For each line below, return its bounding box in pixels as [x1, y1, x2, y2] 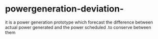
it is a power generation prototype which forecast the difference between [5, 19, 153, 25]
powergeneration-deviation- [5, 3, 124, 14]
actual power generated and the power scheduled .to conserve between [5, 24, 151, 30]
